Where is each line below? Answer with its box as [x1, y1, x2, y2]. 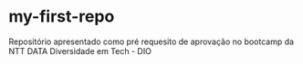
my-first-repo [8, 6, 115, 27]
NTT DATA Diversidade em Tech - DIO [8, 45, 152, 56]
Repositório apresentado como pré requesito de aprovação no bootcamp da [8, 36, 294, 47]
